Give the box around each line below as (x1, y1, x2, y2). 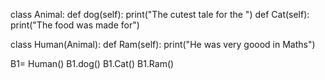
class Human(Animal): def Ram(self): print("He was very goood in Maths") (10, 39, 316, 50)
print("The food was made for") (10, 19, 140, 31)
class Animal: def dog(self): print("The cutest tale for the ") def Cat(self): (10, 9, 310, 20)
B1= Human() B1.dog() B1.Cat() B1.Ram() (10, 58, 175, 69)
